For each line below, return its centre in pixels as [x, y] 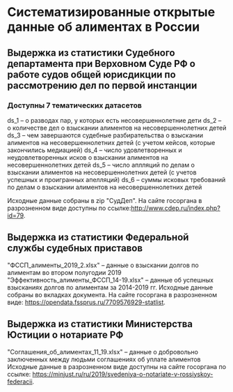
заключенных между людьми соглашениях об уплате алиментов [104, 359]
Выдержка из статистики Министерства [100, 324]
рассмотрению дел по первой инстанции [102, 85]
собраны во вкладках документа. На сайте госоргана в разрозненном [112, 294]
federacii [20, 382]
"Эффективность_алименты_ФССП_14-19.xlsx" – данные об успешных [111, 280]
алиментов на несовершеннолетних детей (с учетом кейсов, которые [111, 142]
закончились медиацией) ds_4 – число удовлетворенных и [95, 150]
